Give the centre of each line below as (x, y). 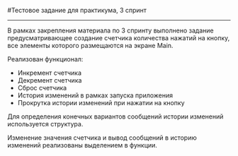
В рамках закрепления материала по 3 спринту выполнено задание (110, 30)
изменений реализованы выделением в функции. (83, 145)
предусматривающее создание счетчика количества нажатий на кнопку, (119, 38)
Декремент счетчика (50, 80)
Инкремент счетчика (49, 73)
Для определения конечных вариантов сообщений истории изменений (115, 116)
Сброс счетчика (42, 88)
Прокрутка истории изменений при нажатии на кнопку (101, 103)
